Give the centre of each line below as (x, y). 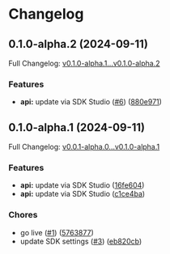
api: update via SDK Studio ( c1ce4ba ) (83, 194)
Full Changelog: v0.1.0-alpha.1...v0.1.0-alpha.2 (84, 63)
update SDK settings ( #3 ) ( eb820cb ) (81, 241)
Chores (23, 215)
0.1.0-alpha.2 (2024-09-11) (78, 44)
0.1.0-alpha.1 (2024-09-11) (77, 127)
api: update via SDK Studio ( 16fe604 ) (82, 185)
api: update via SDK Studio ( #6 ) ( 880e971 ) (91, 102)
